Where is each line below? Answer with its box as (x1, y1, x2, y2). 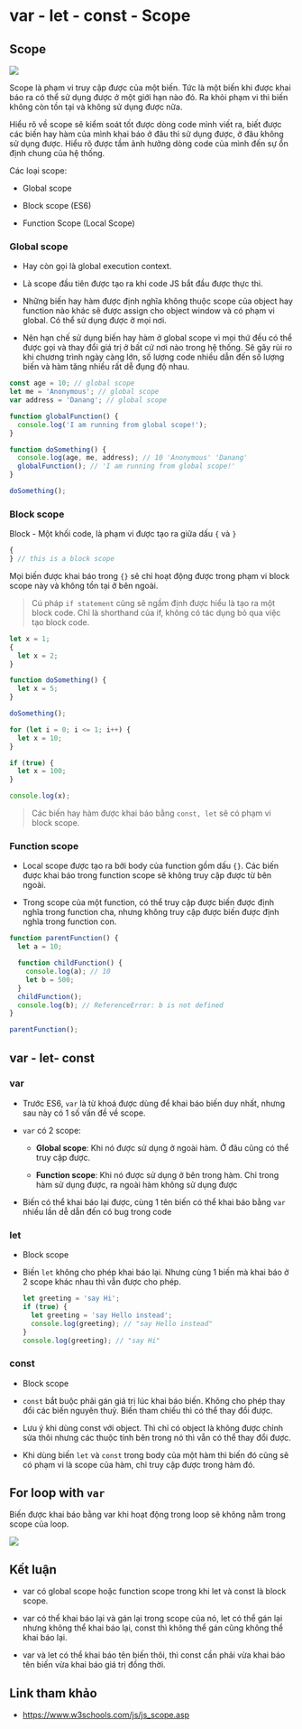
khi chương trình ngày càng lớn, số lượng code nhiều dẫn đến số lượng (22, 351, 285, 362)
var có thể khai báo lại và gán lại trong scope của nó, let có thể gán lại (22, 1613, 283, 1624)
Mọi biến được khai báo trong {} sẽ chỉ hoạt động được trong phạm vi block (9, 570, 290, 581)
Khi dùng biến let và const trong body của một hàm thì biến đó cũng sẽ (22, 1449, 289, 1460)
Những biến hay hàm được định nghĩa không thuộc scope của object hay (22, 295, 293, 307)
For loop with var (9, 1485, 105, 1500)
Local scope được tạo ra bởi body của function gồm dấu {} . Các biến (22, 860, 279, 872)
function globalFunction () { (9, 412, 119, 421)
